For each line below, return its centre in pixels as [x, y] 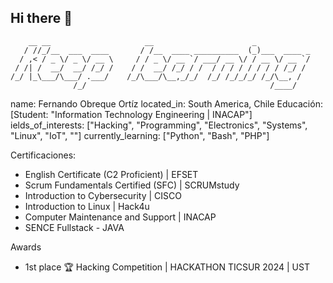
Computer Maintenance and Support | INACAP [120, 217]
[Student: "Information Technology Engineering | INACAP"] [131, 114]
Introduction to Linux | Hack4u [87, 206]
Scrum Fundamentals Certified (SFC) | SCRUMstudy [132, 185]
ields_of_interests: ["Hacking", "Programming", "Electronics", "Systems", [159, 125]
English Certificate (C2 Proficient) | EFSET [111, 174]
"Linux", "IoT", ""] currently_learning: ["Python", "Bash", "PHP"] [140, 135]
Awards [26, 247]
